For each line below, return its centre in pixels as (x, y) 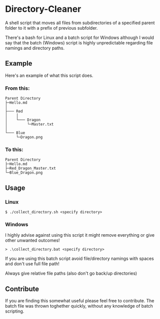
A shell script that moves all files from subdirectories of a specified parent (80, 23)
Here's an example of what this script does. (49, 75)
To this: (14, 149)
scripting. (15, 311)
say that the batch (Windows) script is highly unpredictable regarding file (79, 42)
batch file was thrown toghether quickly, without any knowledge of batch (79, 306)
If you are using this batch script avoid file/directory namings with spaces (80, 259)
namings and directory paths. (35, 48)
